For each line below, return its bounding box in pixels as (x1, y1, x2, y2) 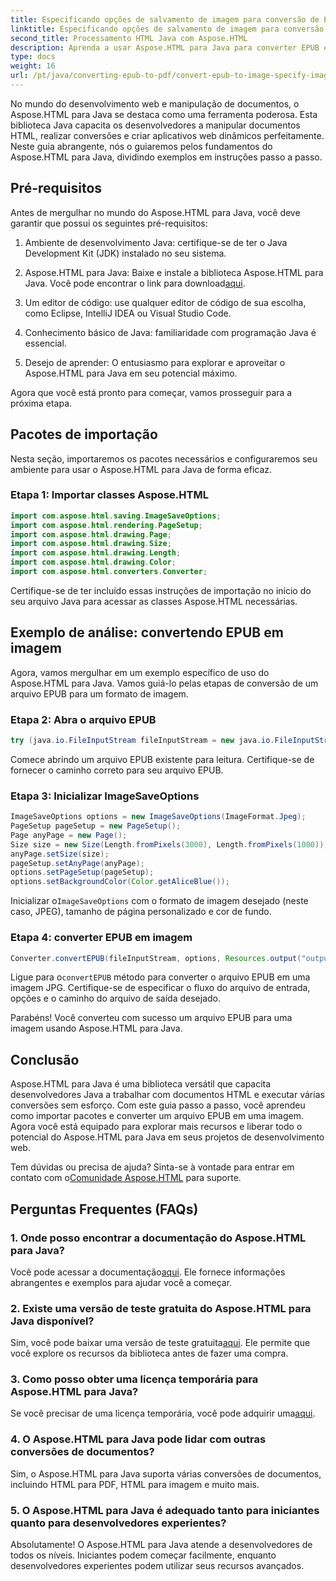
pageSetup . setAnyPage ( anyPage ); (10, 858, 145, 868)
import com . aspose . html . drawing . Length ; (10, 548, 182, 558)
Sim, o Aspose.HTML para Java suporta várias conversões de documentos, (10, 1467, 322, 1480)
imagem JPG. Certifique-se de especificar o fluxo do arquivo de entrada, (10, 982, 311, 994)
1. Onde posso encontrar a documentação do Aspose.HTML (10, 1231, 307, 1245)
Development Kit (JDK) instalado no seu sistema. (24, 247, 227, 259)
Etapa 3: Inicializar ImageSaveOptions (10, 789, 200, 803)
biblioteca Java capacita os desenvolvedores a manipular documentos (10, 119, 301, 131)
